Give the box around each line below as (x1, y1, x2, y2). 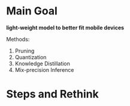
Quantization (14, 53, 47, 60)
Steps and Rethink (6, 87, 99, 101)
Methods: (6, 35, 30, 43)
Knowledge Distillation (14, 60, 71, 67)
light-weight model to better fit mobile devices (6, 24, 125, 31)
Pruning (14, 47, 35, 54)
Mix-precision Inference (14, 66, 74, 73)
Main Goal (6, 4, 58, 18)
